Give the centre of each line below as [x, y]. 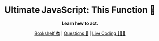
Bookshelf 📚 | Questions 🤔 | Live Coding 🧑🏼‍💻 [80, 33]
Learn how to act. [80, 23]
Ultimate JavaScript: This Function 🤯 [80, 10]
